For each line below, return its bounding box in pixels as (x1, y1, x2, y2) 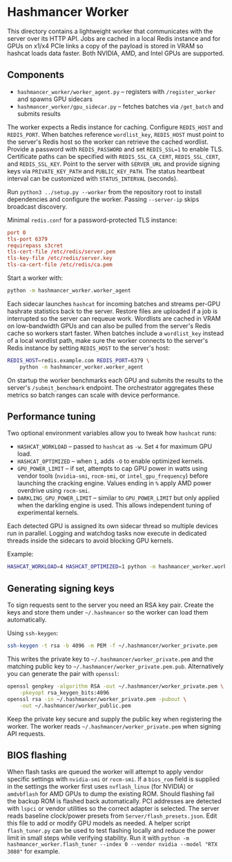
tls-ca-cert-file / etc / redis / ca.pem (7, 261, 113, 268)
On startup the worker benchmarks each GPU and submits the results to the (7, 376, 223, 384)
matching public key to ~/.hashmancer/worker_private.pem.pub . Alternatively (7, 662, 224, 671)
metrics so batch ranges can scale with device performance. (7, 391, 180, 399)
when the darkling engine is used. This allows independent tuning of (17, 501, 212, 509)
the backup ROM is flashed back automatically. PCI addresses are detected (7, 797, 222, 805)
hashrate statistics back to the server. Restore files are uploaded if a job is (7, 307, 218, 315)
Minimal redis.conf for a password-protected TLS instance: (7, 216, 177, 224)
